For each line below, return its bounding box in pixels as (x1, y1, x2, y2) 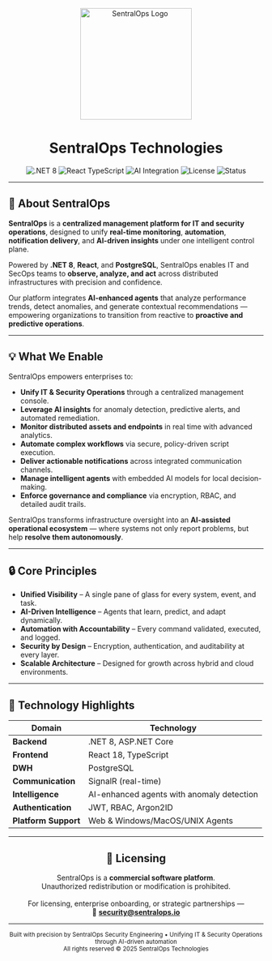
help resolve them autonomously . (8, 532, 124, 542)
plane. (8, 244, 30, 254)
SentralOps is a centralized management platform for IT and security (8, 218, 244, 228)
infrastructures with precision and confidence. (8, 277, 164, 287)
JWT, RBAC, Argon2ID (87, 802, 174, 813)
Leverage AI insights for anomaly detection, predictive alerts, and (19, 404, 240, 414)
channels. (19, 465, 53, 474)
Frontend (12, 749, 49, 761)
